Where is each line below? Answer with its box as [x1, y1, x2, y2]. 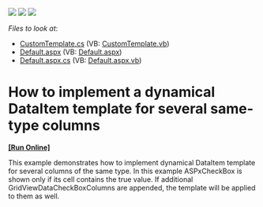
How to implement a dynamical [8, 83, 216, 102]
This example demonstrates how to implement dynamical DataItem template [8, 157, 256, 167]
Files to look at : [8, 24, 58, 33]
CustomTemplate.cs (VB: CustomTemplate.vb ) [19, 39, 170, 48]
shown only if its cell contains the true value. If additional [8, 174, 193, 184]
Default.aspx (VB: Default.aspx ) [19, 47, 122, 57]
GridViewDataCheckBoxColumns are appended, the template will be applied [8, 183, 256, 192]
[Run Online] [8, 142, 51, 152]
